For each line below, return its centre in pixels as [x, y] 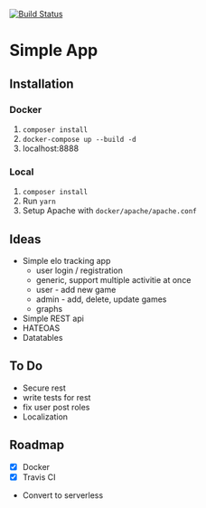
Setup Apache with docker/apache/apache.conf [109, 211]
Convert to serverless [63, 495]
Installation [42, 84]
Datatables [42, 337]
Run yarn [39, 201]
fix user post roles [56, 407]
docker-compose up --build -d [80, 139]
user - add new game [76, 289]
